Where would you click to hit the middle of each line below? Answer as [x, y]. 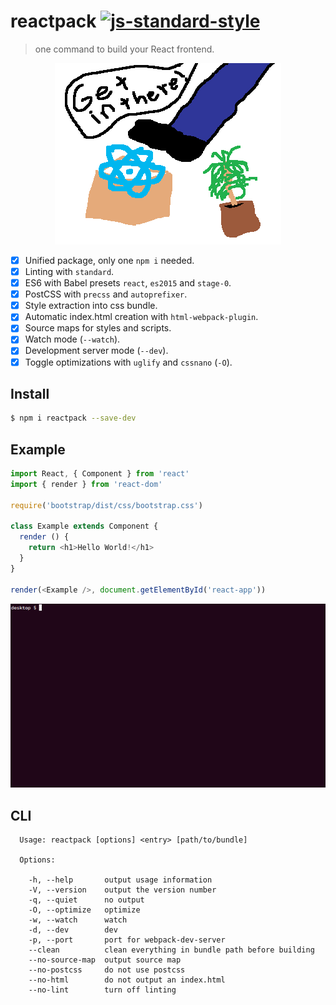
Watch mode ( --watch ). [72, 339]
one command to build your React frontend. [124, 49]
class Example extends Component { [84, 526]
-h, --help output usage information [120, 880]
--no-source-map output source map [105, 960]
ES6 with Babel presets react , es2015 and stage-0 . [128, 283]
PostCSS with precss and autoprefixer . [106, 294]
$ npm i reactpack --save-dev [73, 418]
